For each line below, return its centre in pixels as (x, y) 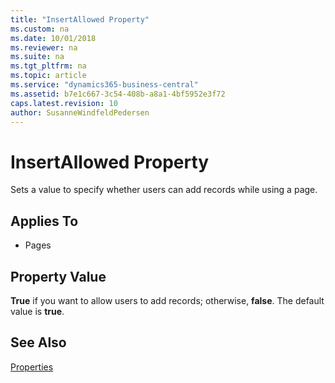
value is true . (37, 311)
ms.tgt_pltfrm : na (48, 66)
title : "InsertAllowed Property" (80, 19)
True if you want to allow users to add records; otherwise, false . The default (167, 300)
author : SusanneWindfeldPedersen (80, 112)
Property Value (58, 276)
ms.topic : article (48, 76)
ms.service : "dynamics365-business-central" (104, 85)
